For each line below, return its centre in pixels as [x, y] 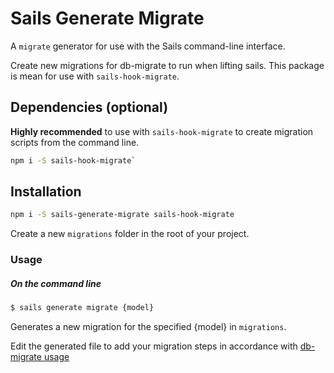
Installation [46, 192]
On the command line [56, 283]
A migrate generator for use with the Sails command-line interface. [148, 46]
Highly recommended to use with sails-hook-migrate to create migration [162, 131]
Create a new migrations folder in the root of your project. [130, 234]
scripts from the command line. [75, 142]
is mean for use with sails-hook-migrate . [95, 76]
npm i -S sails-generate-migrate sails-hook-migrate [122, 215]
